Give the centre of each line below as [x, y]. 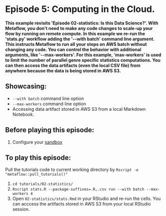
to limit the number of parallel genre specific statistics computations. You [83, 60]
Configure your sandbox [37, 142]
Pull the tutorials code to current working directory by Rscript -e [72, 170]
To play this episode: [38, 157]
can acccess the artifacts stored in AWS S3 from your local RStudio [82, 204]
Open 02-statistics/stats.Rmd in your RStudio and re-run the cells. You [86, 199]
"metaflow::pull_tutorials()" [37, 175]
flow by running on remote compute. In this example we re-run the [75, 33]
